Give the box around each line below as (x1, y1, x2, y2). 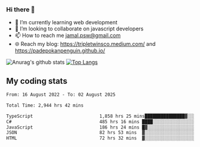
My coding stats (6, 76, 67, 86)
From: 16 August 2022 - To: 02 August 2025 (6, 92, 116, 98)
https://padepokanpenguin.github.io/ (14, 47, 105, 54)
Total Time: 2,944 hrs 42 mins (6, 102, 84, 108)
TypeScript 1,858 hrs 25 (6, 113, 132, 119)
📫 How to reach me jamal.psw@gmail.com (14, 32, 121, 39)
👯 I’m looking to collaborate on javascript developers (14, 25, 144, 32)
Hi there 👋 (6, 5, 36, 14)
